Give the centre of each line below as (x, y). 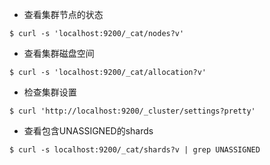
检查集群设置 (50, 92)
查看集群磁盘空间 (59, 53)
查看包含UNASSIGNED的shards (88, 131)
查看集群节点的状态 (63, 14)
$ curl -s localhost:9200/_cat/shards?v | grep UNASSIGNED (135, 150)
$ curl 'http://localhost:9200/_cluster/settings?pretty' (132, 111)
